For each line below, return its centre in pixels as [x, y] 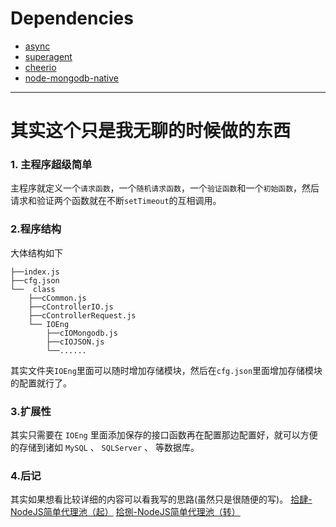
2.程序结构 [36, 229]
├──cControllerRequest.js [82, 315]
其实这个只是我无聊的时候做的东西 [151, 131]
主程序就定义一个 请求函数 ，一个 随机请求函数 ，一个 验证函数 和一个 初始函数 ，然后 [165, 188]
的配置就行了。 [41, 383]
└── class [33, 289]
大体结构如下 [36, 253]
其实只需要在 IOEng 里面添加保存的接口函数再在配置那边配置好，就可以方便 [164, 435]
